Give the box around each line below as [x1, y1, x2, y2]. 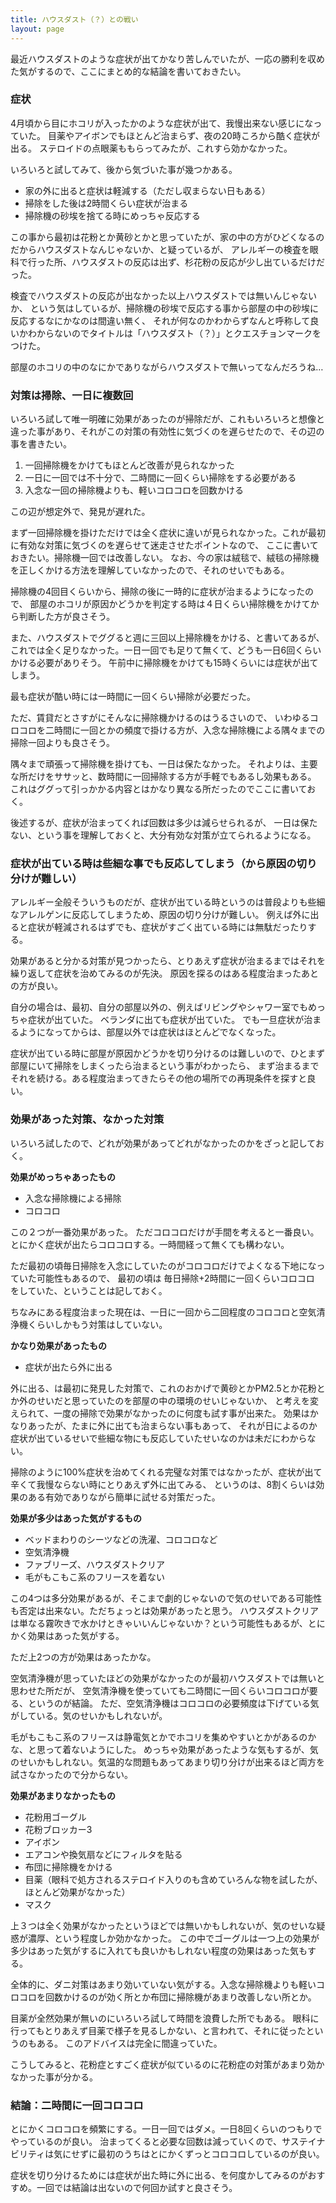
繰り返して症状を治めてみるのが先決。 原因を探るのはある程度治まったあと [10, 967, 319, 980]
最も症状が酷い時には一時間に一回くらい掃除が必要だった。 [10, 691, 256, 703]
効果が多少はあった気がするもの [10, 1512, 142, 1524]
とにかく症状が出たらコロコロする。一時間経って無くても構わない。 [10, 1238, 290, 1250]
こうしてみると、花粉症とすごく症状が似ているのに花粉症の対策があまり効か [10, 2058, 325, 2070]
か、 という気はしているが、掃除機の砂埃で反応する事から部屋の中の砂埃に [10, 302, 319, 314]
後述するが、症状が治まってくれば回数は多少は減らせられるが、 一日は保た [10, 817, 318, 829]
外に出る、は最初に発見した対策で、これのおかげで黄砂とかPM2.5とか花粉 [10, 1382, 317, 1394]
